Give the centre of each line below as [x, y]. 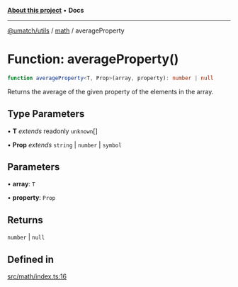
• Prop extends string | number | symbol [64, 145]
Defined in [31, 259]
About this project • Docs [46, 10]
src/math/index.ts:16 [37, 276]
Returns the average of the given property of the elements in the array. [110, 91]
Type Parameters [46, 114]
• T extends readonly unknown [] [52, 131]
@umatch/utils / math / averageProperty [66, 30]
